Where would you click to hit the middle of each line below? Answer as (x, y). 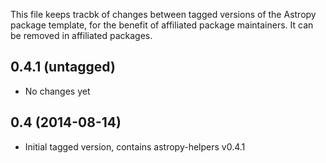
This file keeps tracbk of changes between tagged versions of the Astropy (163, 14)
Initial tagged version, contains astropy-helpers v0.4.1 (135, 146)
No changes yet (57, 91)
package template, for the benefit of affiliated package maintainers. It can (162, 25)
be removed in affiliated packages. (81, 35)
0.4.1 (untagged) (63, 67)
